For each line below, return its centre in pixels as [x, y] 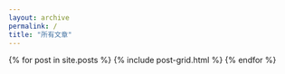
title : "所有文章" [41, 34]
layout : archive [39, 18]
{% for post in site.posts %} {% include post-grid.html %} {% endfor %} [142, 60]
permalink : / [33, 26]
